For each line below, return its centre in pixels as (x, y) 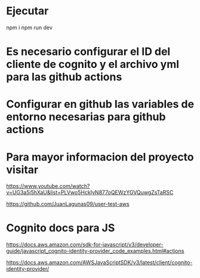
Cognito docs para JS (61, 228)
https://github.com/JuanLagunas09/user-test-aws (68, 204)
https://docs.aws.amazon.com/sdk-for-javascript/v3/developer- (85, 245)
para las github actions (64, 77)
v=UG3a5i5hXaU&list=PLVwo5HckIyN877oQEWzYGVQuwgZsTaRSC (90, 193)
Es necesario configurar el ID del (88, 52)
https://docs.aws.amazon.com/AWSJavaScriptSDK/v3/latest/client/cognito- (99, 262)
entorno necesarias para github (86, 117)
